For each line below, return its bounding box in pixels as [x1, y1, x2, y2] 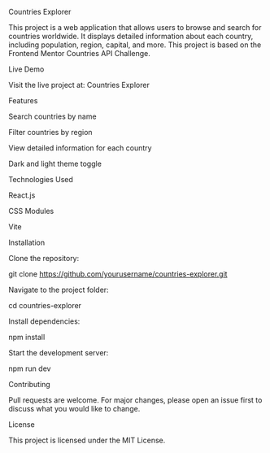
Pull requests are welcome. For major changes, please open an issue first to [8, 395, 263, 405]
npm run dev [8, 364, 51, 373]
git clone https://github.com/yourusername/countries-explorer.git [8, 269, 228, 279]
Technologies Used [8, 175, 73, 184]
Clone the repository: [8, 254, 80, 263]
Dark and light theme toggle [8, 159, 102, 168]
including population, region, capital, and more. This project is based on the [8, 40, 262, 50]
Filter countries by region [8, 128, 93, 137]
